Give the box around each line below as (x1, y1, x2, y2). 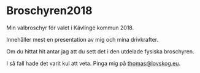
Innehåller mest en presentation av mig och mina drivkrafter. (6, 36, 158, 43)
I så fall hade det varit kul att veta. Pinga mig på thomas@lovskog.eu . (6, 60, 181, 67)
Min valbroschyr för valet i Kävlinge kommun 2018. (6, 24, 134, 31)
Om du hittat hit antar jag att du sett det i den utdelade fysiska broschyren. (6, 47, 194, 55)
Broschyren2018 (6, 4, 93, 18)
